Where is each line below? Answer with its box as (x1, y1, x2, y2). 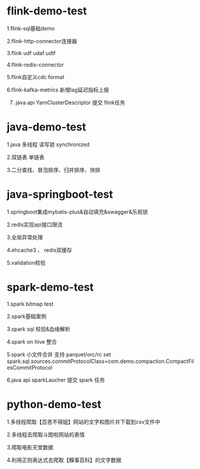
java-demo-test (7, 120, 86, 134)
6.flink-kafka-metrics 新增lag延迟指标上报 (7, 86, 109, 93)
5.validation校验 (7, 259, 46, 266)
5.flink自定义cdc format (7, 73, 64, 80)
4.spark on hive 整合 (7, 338, 57, 345)
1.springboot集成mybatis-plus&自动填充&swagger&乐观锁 (7, 208, 148, 215)
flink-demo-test (7, 4, 87, 18)
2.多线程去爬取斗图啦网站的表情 (7, 431, 85, 438)
